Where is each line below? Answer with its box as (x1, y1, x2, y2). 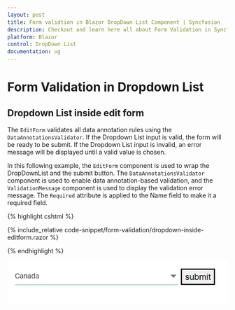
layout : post (7, 11, 45, 18)
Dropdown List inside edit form (7, 107, 145, 119)
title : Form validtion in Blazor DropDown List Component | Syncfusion (7, 18, 220, 26)
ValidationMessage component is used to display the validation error (7, 184, 204, 192)
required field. (7, 199, 48, 206)
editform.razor (7, 233, 49, 241)
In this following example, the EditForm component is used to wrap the (7, 162, 210, 169)
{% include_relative (7, 226, 63, 234)
